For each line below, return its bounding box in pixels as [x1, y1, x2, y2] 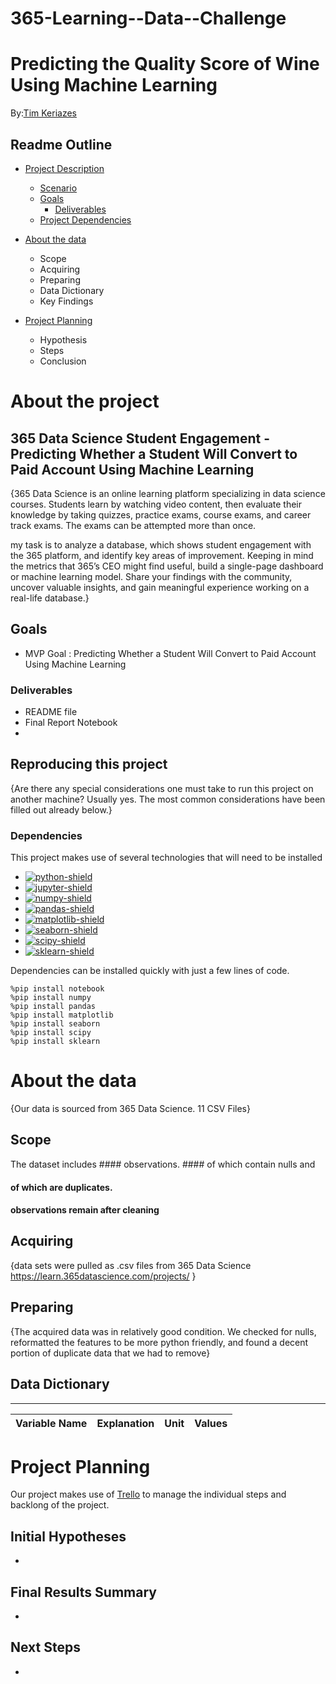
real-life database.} [10, 592, 90, 604]
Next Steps [10, 1639, 81, 1656]
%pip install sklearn [10, 1037, 101, 1047]
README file [24, 706, 78, 718]
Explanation [96, 1416, 155, 1430]
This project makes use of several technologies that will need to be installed [10, 852, 323, 864]
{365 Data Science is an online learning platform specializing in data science [10, 487, 326, 499]
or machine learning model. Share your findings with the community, [10, 570, 293, 582]
